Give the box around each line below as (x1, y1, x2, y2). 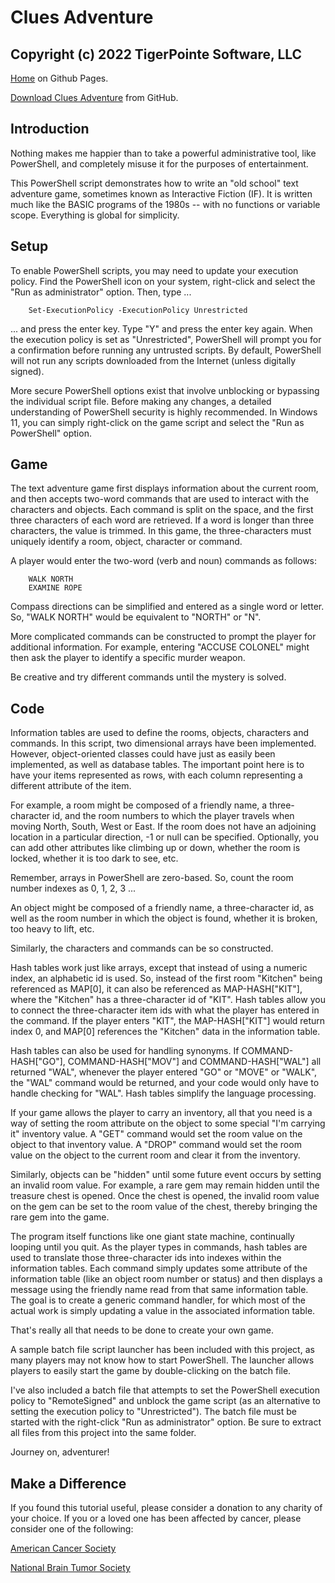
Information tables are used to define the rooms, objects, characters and (10, 727, 310, 739)
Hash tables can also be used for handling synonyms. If (10, 1045, 240, 1057)
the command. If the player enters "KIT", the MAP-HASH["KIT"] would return (10, 1015, 326, 1027)
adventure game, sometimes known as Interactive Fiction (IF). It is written (10, 187, 313, 200)
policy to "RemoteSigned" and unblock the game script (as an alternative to (10, 1395, 321, 1407)
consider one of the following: (10, 1523, 134, 1535)
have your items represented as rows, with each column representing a (10, 769, 303, 781)
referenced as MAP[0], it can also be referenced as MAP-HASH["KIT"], (10, 983, 303, 995)
